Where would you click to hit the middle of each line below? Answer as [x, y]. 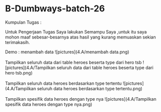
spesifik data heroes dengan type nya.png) [49, 104]
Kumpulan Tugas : [23, 22]
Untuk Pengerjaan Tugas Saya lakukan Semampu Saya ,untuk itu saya [76, 32]
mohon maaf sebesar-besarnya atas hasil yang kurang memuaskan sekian [80, 37]
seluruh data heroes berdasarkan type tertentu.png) [90, 88]
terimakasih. [18, 42]
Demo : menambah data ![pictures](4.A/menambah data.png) [67, 52]
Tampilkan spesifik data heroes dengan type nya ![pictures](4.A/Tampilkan [81, 99]
